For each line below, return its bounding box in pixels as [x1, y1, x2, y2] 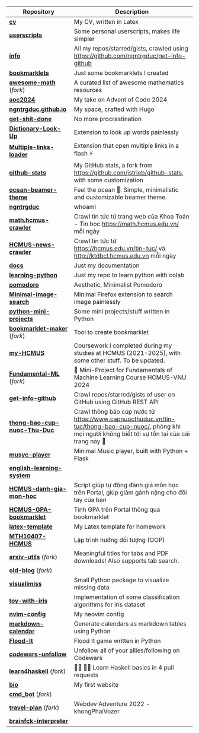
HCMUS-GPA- [9, 506, 52, 513]
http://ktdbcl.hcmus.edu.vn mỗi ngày [73, 252, 176, 260]
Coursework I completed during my [73, 341, 172, 350]
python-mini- [9, 307, 50, 315]
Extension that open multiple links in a [73, 142, 179, 150]
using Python [73, 627, 111, 635]
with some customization [73, 176, 144, 184]
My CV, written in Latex [73, 18, 139, 26]
